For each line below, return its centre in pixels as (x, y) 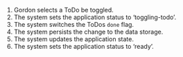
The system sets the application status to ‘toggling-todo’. (95, 17)
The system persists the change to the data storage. (88, 32)
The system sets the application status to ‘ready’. (84, 46)
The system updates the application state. (73, 39)
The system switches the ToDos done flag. (73, 24)
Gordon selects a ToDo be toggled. (64, 10)
